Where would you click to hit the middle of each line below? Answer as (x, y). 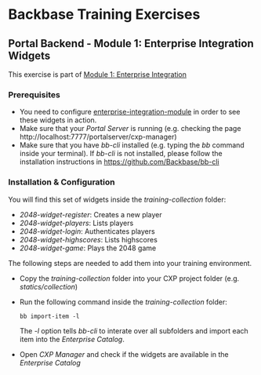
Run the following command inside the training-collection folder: (123, 302)
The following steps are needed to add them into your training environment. (130, 263)
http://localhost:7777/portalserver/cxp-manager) (98, 137)
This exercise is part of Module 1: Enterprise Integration (97, 75)
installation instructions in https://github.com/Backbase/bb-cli (119, 162)
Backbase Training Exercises (104, 15)
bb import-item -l (49, 316)
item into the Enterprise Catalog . (72, 339)
